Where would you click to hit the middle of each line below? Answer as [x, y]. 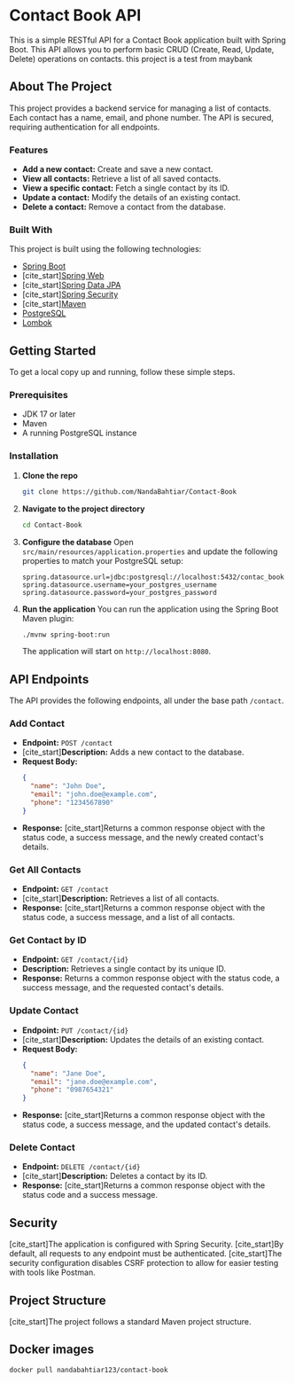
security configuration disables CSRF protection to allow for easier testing [144, 1263]
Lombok [37, 323]
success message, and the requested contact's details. [123, 988]
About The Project [61, 86]
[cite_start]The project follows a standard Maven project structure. [130, 1322]
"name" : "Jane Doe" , [68, 1074]
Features [29, 150]
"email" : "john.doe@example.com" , [94, 794]
